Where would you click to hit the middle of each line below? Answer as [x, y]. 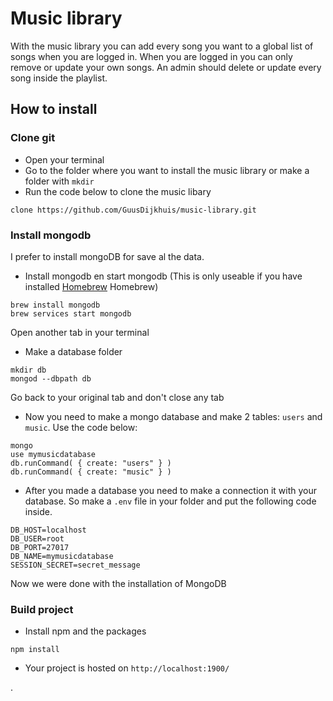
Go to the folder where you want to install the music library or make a [167, 170]
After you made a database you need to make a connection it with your [171, 490]
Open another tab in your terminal [80, 332]
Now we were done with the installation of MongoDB [118, 583]
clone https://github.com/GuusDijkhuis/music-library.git [133, 210]
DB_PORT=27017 [40, 547]
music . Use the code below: [81, 427]
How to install [54, 109]
